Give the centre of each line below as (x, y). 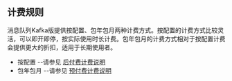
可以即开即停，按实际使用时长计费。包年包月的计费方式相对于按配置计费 (122, 38)
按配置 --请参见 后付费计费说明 (61, 62)
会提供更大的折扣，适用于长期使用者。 (62, 47)
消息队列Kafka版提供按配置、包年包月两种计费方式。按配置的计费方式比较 (113, 30)
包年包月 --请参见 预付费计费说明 (64, 70)
